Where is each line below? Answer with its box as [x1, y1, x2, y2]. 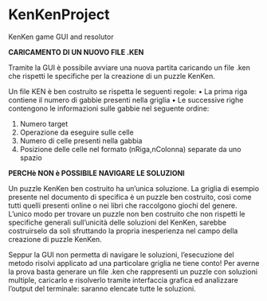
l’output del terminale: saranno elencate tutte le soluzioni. [8, 283, 197, 293]
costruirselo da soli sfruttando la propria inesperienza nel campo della [8, 225, 238, 236]
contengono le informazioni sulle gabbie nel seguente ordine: [8, 104, 210, 113]
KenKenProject [8, 6, 110, 24]
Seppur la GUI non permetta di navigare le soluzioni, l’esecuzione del [8, 249, 235, 260]
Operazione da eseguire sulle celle [19, 127, 134, 137]
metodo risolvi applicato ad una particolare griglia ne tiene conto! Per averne [8, 258, 260, 268]
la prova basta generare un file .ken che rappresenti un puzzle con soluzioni [8, 267, 257, 276]
